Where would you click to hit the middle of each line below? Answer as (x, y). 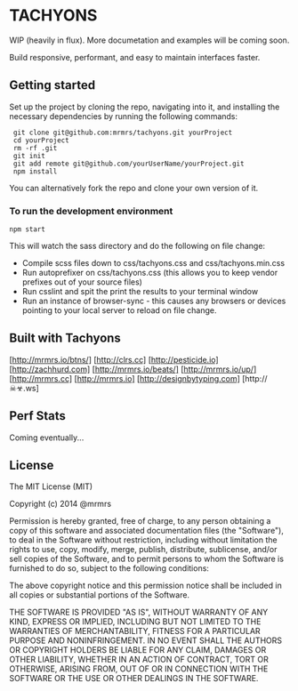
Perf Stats (38, 416)
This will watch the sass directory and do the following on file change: (137, 246)
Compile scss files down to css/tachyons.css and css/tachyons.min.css (153, 263)
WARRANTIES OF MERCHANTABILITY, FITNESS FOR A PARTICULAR (135, 631)
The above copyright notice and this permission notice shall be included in (145, 586)
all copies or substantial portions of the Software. (99, 595)
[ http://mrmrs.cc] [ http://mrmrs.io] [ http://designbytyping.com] (125, 378)
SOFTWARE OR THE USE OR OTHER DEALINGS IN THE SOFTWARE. (134, 679)
